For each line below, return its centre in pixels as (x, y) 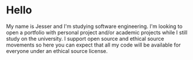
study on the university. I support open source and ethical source (85, 38)
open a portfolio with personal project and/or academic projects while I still (97, 32)
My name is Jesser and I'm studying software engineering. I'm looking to (94, 26)
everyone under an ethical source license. (57, 51)
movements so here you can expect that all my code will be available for (94, 45)
